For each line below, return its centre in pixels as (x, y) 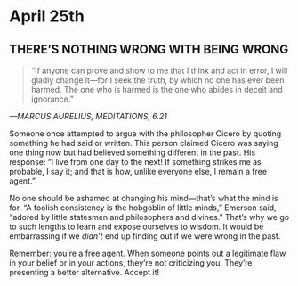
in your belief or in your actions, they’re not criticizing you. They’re (131, 263)
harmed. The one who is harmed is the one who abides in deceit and (157, 90)
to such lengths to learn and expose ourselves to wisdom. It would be (137, 226)
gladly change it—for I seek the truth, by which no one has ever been (157, 80)
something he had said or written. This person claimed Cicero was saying (144, 143)
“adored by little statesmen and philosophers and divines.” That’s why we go (149, 217)
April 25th (47, 16)
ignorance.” (52, 99)
